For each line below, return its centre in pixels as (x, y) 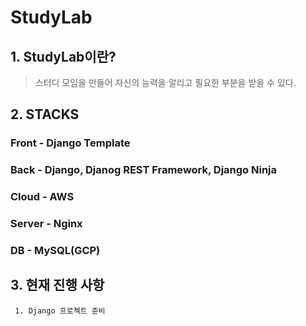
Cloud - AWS (42, 197)
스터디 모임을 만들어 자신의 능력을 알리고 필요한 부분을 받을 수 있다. (165, 82)
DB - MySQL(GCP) (55, 250)
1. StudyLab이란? (63, 56)
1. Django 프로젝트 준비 (60, 311)
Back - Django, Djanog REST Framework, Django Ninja (144, 170)
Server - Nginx (46, 224)
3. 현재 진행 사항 (57, 285)
